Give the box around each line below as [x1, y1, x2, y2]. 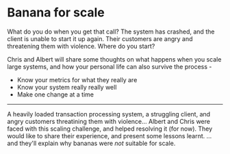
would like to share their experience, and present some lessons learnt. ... [7, 131, 212, 140]
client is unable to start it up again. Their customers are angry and [7, 34, 193, 42]
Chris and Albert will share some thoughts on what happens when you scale [7, 55, 222, 63]
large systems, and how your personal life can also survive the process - [7, 62, 212, 70]
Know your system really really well [16, 83, 117, 91]
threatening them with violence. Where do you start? [7, 42, 155, 50]
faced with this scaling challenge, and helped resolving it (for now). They [7, 125, 213, 133]
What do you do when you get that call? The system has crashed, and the [7, 27, 215, 36]
